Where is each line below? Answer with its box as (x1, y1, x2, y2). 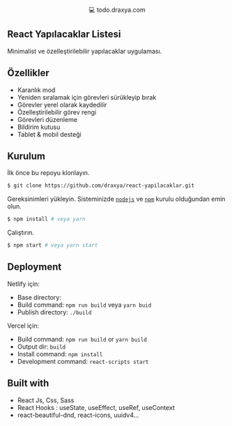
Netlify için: (7, 280, 40, 288)
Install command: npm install (17, 349, 103, 358)
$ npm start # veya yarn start (7, 242, 98, 249)
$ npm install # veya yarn (7, 215, 86, 223)
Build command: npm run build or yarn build (17, 335, 148, 343)
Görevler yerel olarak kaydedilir (17, 100, 107, 109)
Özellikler (7, 67, 50, 79)
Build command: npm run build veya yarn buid (17, 301, 152, 309)
